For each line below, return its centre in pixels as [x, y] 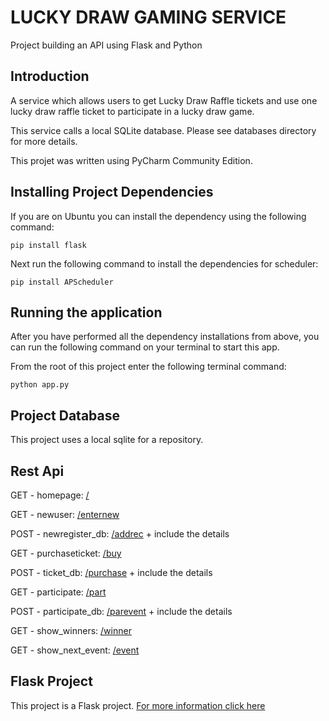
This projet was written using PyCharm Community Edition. [131, 160]
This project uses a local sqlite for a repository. [107, 440]
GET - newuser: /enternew [65, 514]
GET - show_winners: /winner [71, 630]
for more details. [44, 141]
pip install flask [48, 245]
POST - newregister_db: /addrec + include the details [120, 534]
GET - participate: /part [58, 592]
